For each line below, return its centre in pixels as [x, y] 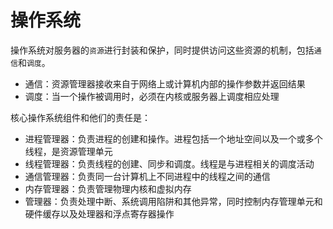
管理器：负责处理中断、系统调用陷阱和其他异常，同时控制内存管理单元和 [173, 201]
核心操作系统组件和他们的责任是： [80, 117]
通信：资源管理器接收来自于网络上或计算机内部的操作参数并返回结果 [165, 83]
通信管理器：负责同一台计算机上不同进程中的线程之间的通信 [147, 176]
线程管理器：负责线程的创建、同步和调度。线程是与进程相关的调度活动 [169, 163]
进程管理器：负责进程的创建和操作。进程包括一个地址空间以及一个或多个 [173, 138]
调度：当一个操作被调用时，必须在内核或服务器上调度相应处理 [152, 96]
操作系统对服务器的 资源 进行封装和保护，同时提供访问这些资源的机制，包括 [162, 50]
